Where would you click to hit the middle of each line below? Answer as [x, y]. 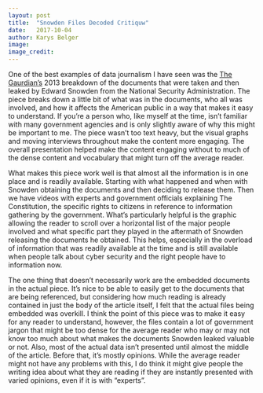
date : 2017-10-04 [40, 30]
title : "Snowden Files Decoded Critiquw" [79, 23]
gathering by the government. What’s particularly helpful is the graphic [122, 215]
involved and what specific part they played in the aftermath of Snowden [126, 231]
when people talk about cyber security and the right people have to [117, 257]
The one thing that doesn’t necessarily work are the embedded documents [129, 280]
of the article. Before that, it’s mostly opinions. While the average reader [124, 355]
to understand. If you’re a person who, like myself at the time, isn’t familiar [128, 116]
